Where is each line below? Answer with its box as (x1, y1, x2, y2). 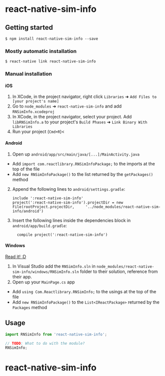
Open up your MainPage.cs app (12, 279, 75, 285)
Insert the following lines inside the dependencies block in (12, 217, 131, 223)
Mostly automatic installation (5, 48, 77, 54)
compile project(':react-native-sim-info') (17, 232, 108, 237)
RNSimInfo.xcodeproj (12, 109, 55, 114)
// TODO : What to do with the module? (5, 341, 85, 346)
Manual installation (5, 70, 52, 77)
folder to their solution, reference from (80, 269, 158, 274)
